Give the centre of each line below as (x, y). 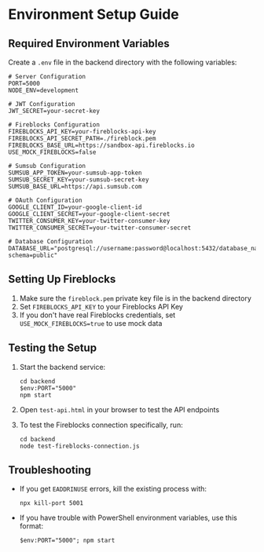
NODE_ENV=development (44, 90)
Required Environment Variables (89, 44)
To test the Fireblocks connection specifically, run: (101, 425)
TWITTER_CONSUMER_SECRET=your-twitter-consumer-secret (100, 228)
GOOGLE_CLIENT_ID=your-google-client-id (75, 207)
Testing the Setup (52, 348)
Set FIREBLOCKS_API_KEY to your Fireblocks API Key (101, 306)
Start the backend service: (62, 367)
